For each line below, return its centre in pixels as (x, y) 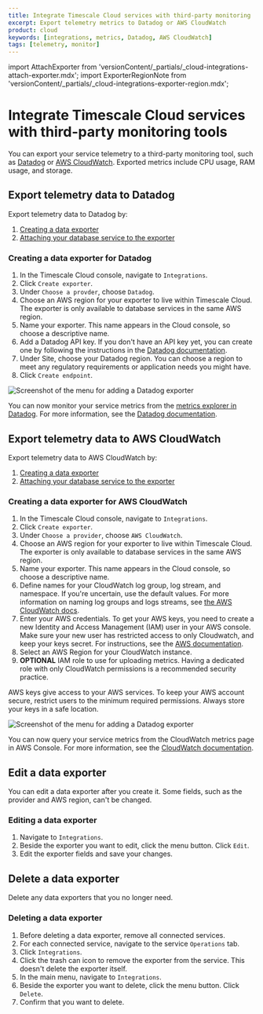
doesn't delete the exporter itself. (73, 968)
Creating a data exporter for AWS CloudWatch (98, 501)
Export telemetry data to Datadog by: (68, 214)
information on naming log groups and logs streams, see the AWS (126, 602)
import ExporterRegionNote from (133, 75)
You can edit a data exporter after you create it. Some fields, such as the (125, 792)
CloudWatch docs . (49, 610)
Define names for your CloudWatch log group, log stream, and (120, 585)
